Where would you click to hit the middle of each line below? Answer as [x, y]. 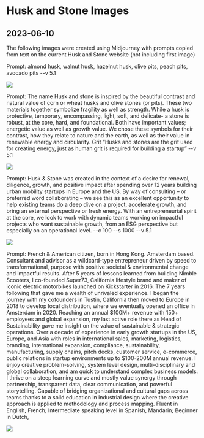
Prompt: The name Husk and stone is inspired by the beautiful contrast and [101, 96]
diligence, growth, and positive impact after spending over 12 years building [102, 185]
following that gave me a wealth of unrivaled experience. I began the [93, 293]
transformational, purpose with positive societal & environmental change [97, 267]
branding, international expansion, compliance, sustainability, [83, 345]
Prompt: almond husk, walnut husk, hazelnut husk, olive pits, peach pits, [97, 66]
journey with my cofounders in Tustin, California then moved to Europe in [98, 299]
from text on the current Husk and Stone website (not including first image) [101, 55]
